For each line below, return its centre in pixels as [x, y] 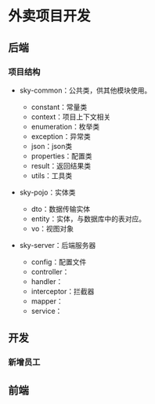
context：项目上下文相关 [71, 116]
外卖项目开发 [50, 16]
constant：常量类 [59, 107]
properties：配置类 [61, 156]
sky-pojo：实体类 [47, 192]
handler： [47, 281]
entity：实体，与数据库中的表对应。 [88, 218]
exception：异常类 [61, 136]
